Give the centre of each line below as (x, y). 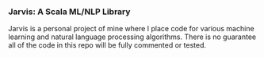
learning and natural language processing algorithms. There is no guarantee (132, 37)
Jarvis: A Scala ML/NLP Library (69, 12)
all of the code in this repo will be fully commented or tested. (107, 45)
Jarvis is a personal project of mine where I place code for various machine (132, 29)
